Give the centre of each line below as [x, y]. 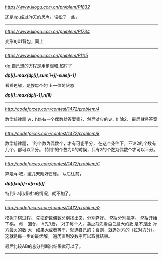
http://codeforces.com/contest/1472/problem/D [53, 208]
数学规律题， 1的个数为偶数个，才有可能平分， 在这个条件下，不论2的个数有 [81, 143]
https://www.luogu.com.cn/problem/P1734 [48, 31]
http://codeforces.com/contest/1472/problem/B [52, 133]
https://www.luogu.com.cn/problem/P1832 [48, 7]
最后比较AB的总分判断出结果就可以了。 [44, 246]
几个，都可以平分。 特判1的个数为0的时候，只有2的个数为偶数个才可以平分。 [81, 149]
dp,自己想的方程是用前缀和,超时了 [39, 66]
